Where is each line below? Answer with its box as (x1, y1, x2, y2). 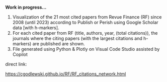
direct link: (5, 61, 27, 67)
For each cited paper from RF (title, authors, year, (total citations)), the (12, 30, 158, 36)
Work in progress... (5, 5, 47, 10)
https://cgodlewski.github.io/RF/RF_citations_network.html (5, 71, 126, 77)
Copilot (12, 51, 28, 57)
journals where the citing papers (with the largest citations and (12, 35, 142, 41)
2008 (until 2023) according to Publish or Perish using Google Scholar (12, 20, 158, 25)
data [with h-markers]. (12, 25, 59, 31)
